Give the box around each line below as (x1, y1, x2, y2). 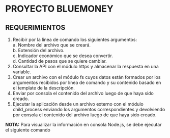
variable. (12, 69, 32, 75)
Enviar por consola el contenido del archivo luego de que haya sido (12, 90, 154, 96)
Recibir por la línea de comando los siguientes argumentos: (12, 36, 137, 42)
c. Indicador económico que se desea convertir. (12, 53, 113, 59)
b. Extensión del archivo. (12, 48, 65, 53)
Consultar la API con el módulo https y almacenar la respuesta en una (12, 64, 159, 69)
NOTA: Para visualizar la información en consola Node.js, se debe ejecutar (5, 122, 162, 127)
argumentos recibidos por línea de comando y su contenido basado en (12, 79, 161, 85)
